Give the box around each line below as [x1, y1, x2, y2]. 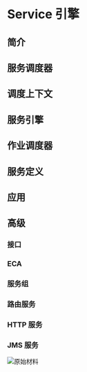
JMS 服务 [7, 340, 39, 350]
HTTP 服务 [7, 320, 43, 330]
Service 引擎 [7, 6, 80, 22]
